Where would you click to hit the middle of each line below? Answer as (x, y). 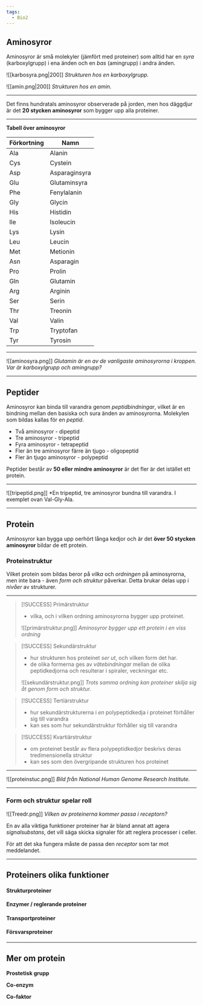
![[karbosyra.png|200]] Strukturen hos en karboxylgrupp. (78, 75)
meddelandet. (24, 850)
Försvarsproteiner (30, 932)
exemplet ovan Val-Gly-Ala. (40, 499)
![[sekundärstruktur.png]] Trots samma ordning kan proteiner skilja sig (109, 682)
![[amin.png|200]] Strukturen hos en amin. (59, 87)
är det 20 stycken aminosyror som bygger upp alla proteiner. (83, 110)
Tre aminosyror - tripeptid (47, 438)
